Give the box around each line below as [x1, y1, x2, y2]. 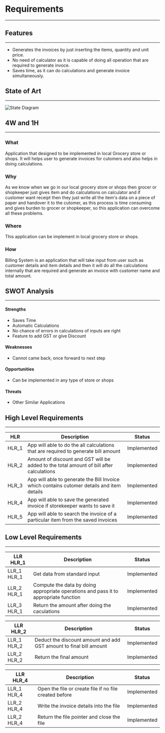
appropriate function [33, 594, 81, 600]
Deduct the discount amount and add [34, 636, 120, 643]
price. [12, 52, 25, 57]
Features [5, 29, 33, 37]
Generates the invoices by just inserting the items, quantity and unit [12, 47, 149, 53]
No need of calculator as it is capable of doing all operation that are [12, 57, 149, 63]
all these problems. [5, 210, 44, 216]
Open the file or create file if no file [37, 685, 118, 692]
